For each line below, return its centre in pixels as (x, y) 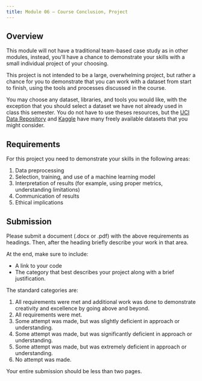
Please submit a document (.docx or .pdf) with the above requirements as (98, 236)
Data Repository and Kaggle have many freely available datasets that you (97, 119)
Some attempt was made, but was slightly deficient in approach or (97, 321)
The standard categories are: (42, 291)
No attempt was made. (43, 360)
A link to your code (38, 266)
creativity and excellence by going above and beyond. (82, 309)
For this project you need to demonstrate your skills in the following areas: (98, 159)
